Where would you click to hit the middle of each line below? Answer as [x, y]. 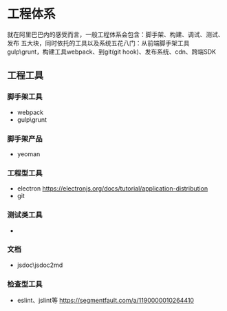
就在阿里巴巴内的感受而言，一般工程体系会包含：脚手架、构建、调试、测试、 [116, 34]
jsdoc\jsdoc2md [40, 265]
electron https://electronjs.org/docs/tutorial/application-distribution [112, 189]
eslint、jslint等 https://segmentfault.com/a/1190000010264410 [106, 301]
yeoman [29, 154]
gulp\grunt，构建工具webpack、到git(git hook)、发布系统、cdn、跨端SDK [112, 52]
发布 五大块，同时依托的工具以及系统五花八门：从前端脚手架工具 [98, 43]
